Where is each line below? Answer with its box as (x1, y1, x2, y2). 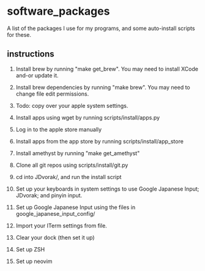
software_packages (7, 4, 110, 18)
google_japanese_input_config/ (15, 210, 95, 217)
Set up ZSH (15, 245, 45, 253)
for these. (7, 31, 31, 38)
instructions (7, 49, 54, 59)
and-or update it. (15, 72, 59, 79)
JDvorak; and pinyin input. (15, 191, 83, 199)
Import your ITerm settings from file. (15, 222, 108, 229)
